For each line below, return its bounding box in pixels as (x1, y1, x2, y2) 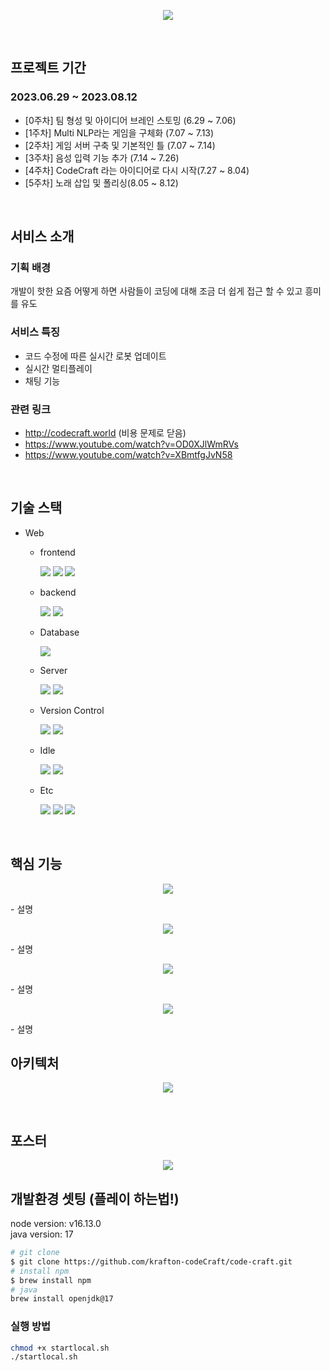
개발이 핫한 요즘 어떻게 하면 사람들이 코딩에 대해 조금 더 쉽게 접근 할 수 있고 (10, 285, 303, 297)
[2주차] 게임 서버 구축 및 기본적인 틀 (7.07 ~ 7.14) (24, 139, 216, 151)
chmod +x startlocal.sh (10, 1343, 110, 1353)
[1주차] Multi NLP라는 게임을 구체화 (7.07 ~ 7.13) (24, 126, 215, 139)
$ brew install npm (10, 1275, 92, 1285)
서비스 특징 (10, 325, 61, 339)
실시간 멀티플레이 (24, 362, 93, 374)
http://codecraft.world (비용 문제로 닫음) (24, 426, 187, 439)
